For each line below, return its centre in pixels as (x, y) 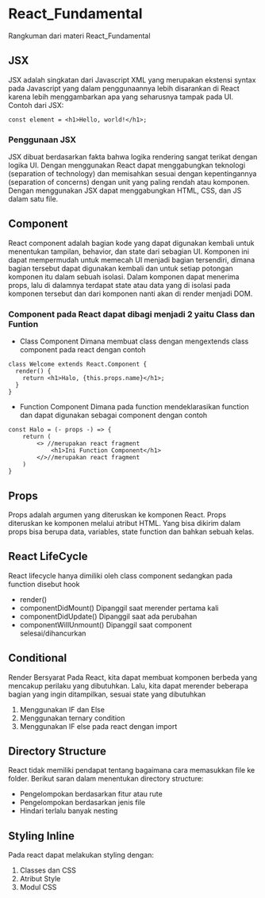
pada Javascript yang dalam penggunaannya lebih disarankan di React (124, 88)
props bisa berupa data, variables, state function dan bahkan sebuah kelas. (131, 532)
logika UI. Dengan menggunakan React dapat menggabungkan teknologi (127, 165)
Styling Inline (42, 836)
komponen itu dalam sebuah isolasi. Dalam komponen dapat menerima (124, 276)
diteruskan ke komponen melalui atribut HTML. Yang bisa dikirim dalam (124, 523)
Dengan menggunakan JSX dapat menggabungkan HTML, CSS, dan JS (125, 190)
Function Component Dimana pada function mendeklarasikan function (134, 407)
